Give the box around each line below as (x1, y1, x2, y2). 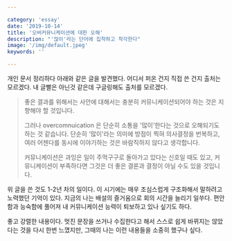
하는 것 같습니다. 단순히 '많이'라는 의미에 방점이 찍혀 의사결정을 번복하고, (24, 130, 220, 138)
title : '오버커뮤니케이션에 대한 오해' (7, 29, 103, 36)
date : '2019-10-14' (7, 22, 64, 30)
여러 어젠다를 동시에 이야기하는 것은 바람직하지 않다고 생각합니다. (24, 139, 200, 146)
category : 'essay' (7, 16, 60, 23)
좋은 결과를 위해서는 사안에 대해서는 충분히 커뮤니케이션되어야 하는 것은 (24, 98, 217, 106)
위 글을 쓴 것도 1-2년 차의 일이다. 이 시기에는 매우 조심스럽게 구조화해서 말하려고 (7, 185, 223, 193)
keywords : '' (7, 48, 45, 55)
